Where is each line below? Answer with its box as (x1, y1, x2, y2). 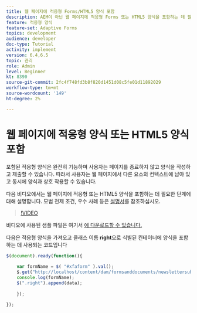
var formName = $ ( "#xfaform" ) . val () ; (16, 264, 114, 270)
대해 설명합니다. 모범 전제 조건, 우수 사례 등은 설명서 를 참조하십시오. (6, 198, 161, 205)
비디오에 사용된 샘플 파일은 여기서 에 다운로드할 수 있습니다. (6, 221, 142, 229)
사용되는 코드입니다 (23, 241, 67, 248)
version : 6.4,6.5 (6, 52, 49, 58)
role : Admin (6, 63, 35, 69)
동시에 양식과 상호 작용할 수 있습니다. (12, 178, 97, 185)
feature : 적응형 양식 (6, 19, 53, 25)
